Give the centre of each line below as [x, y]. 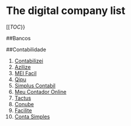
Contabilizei [29, 61]
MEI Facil [25, 73]
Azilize [23, 67]
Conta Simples [32, 116]
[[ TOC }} [15, 27]
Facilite [23, 110]
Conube [24, 104]
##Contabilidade [26, 49]
